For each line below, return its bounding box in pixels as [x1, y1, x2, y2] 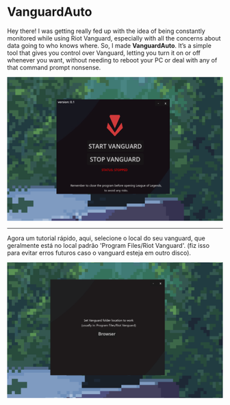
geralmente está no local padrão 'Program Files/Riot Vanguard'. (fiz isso [7, 242, 210, 250]
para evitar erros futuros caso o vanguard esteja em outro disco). [7, 248, 192, 257]
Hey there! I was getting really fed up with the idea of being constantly [7, 27, 205, 35]
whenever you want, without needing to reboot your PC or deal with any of [7, 56, 218, 64]
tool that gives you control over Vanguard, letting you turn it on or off [7, 49, 201, 57]
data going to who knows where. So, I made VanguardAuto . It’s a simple [7, 41, 212, 49]
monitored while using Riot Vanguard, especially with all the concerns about [7, 34, 221, 42]
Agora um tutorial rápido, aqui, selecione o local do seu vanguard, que [7, 234, 205, 242]
